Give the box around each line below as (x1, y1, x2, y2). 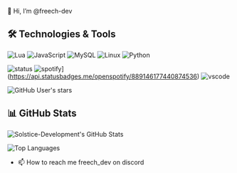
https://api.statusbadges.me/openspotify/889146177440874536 (9, 72, 198, 80)
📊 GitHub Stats (7, 108, 77, 120)
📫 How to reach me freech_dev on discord (17, 157, 144, 167)
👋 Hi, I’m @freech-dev (7, 7, 73, 15)
